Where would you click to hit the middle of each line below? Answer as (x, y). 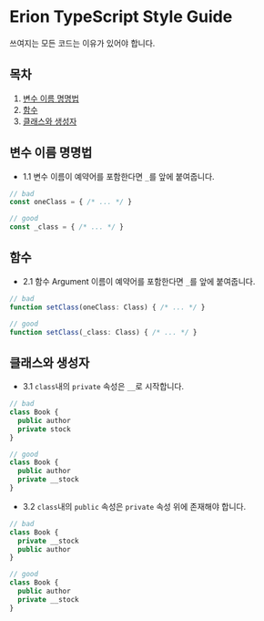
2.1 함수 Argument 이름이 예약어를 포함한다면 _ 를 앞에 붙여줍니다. (139, 281)
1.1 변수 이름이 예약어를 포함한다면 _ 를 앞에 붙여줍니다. (119, 176)
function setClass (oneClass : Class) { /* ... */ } (107, 307)
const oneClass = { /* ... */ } (71, 202)
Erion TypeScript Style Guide (121, 17)
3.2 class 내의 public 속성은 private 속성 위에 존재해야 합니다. (134, 506)
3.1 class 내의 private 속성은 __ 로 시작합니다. (103, 387)
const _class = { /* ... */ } (67, 227)
